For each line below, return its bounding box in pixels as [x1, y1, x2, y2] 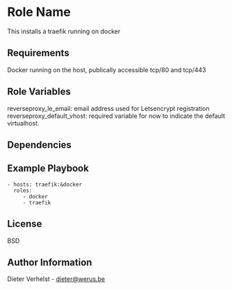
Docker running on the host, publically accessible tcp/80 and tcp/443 [7, 65, 206, 74]
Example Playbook [7, 162, 89, 174]
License [7, 218, 42, 230]
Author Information [7, 256, 92, 268]
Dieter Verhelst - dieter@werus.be [7, 275, 106, 283]
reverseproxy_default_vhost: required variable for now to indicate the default [7, 112, 226, 120]
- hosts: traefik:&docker [7, 181, 82, 188]
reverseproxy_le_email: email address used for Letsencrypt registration [7, 104, 210, 112]
